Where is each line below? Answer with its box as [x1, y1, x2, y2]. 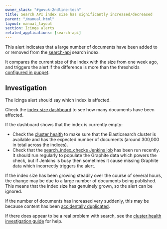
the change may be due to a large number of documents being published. [5, 177, 157, 184]
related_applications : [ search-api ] [5, 30, 81, 35]
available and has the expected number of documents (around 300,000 [12, 136, 160, 142]
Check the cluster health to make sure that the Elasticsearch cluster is [12, 131, 156, 137]
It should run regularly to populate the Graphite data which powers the [12, 152, 157, 158]
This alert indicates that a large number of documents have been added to [5, 44, 158, 50]
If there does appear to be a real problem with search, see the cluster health [5, 213, 162, 219]
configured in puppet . [5, 70, 50, 75]
